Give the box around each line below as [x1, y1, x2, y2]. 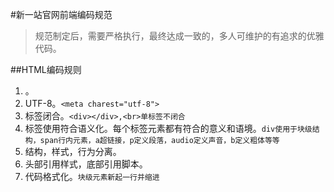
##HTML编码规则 [10, 64, 82, 75]
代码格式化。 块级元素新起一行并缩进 [24, 171, 160, 182]
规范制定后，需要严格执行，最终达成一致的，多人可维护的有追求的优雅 [34, 30, 325, 42]
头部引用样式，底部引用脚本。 [24, 158, 148, 170]
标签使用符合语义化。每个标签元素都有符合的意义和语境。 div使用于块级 [24, 123, 313, 134]
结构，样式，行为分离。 [24, 146, 122, 157]
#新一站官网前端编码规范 [10, 9, 113, 20]
